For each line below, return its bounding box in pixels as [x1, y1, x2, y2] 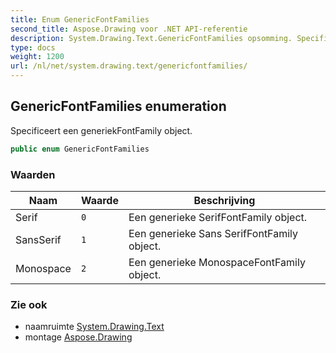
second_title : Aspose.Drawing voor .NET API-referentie [10, 24, 248, 34]
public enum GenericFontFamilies [10, 144, 150, 154]
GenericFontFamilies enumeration [10, 98, 227, 115]
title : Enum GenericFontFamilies [10, 14, 150, 25]
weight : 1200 [10, 52, 65, 62]
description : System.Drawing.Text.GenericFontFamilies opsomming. [10, 33, 293, 43]
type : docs [10, 42, 56, 53]
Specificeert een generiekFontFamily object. [10, 124, 193, 136]
